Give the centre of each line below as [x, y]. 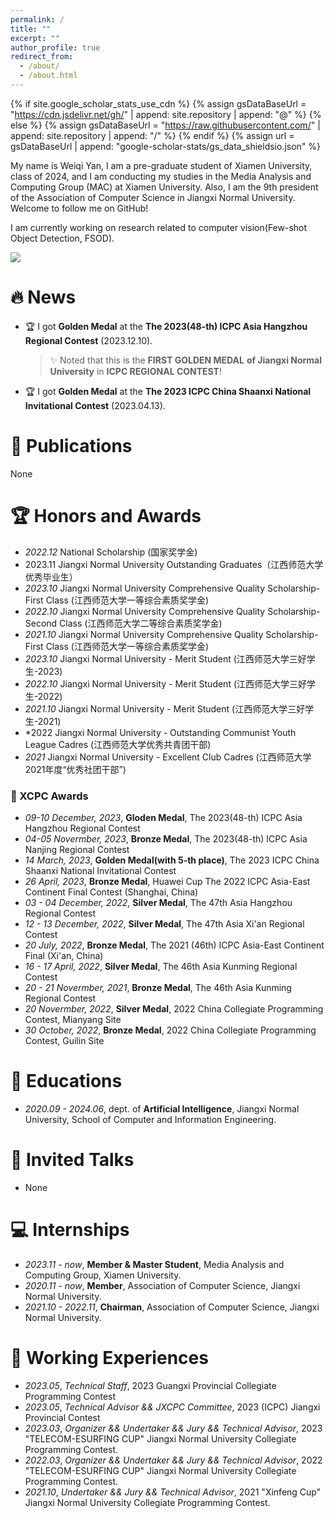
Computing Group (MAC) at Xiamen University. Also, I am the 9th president [164, 187]
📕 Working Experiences [109, 1357]
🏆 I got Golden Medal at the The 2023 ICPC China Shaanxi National [168, 391]
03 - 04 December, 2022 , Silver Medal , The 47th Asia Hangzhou [158, 902]
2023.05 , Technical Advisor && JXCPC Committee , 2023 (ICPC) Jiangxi [172, 1407]
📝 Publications [71, 446]
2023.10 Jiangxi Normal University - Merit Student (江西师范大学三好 [165, 658]
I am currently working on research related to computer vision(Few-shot [159, 227]
